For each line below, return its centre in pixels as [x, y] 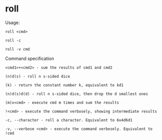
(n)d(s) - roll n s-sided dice [38, 76]
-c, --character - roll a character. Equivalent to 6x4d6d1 [69, 120]
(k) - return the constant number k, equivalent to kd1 [64, 85]
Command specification [30, 58]
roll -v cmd [17, 49]
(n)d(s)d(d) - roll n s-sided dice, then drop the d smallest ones [77, 94]
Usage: [12, 22]
